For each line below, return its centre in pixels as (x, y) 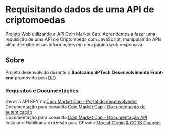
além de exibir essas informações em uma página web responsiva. (74, 44)
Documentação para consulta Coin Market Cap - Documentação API (76, 118)
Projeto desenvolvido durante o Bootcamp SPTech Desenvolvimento (77, 72)
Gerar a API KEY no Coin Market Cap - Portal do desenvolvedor (71, 102)
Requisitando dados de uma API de (80, 9)
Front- (157, 72)
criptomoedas (35, 20)
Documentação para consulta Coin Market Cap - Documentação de (75, 107)
